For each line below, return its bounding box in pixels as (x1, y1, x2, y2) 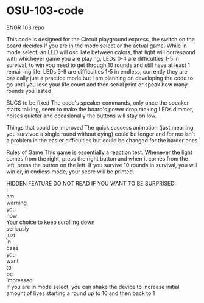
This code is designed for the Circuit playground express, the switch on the (6, 35, 195, 43)
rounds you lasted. (6, 87, 53, 94)
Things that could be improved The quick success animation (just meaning (6, 124, 194, 131)
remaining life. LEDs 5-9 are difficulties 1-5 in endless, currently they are (6, 68, 188, 75)
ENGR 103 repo (6, 24, 44, 31)
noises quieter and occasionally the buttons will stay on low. (6, 112, 157, 119)
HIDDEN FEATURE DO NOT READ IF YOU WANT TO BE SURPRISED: (6, 179, 177, 187)
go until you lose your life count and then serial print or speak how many (6, 80, 188, 88)
